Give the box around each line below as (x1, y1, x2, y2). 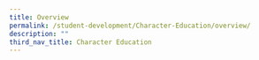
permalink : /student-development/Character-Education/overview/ (9, 21, 251, 30)
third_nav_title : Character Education (9, 37, 152, 47)
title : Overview (9, 12, 69, 22)
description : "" (9, 29, 69, 38)
